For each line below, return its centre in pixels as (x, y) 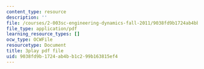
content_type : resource (36, 12)
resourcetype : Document (36, 46)
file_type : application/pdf (42, 28)
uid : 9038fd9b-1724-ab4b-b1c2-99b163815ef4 (62, 56)
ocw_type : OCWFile (29, 40)
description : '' (27, 17)
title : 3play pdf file (35, 51)
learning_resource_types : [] (43, 34)
